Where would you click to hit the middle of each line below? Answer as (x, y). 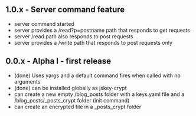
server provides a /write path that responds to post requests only (93, 42)
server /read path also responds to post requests (73, 36)
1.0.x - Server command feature (65, 10)
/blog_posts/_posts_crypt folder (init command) (72, 100)
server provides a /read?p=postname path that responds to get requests (102, 30)
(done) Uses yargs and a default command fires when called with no (97, 75)
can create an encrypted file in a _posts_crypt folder (78, 107)
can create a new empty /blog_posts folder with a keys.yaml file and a (99, 94)
